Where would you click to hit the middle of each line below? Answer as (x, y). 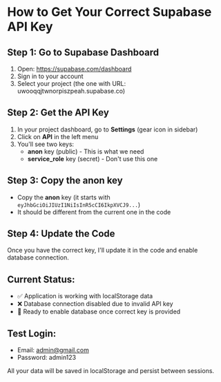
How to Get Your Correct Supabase (109, 12)
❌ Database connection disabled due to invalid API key (95, 304)
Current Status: (41, 279)
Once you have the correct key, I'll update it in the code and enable (103, 251)
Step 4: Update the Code (61, 234)
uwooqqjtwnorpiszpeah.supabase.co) (71, 91)
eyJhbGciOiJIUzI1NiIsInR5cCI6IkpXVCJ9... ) (79, 204)
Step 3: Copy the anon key (65, 181)
